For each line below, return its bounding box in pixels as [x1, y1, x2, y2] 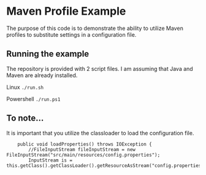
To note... [6, 113, 44, 124]
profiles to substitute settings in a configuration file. [6, 31, 137, 38]
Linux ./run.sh [6, 83, 44, 91]
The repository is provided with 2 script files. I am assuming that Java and [6, 65, 193, 72]
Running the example [6, 49, 90, 59]
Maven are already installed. [6, 72, 78, 79]
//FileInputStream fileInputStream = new [28, 146, 136, 152]
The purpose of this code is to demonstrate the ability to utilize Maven [6, 24, 184, 32]
